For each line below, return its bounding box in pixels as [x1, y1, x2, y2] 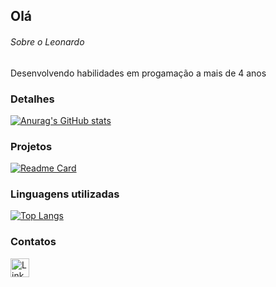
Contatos [10, 235, 57, 249]
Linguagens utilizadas [10, 187, 120, 201]
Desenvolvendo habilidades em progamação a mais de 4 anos [10, 67, 267, 79]
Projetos [10, 139, 53, 153]
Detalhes [10, 92, 55, 106]
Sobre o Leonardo [10, 35, 85, 48]
